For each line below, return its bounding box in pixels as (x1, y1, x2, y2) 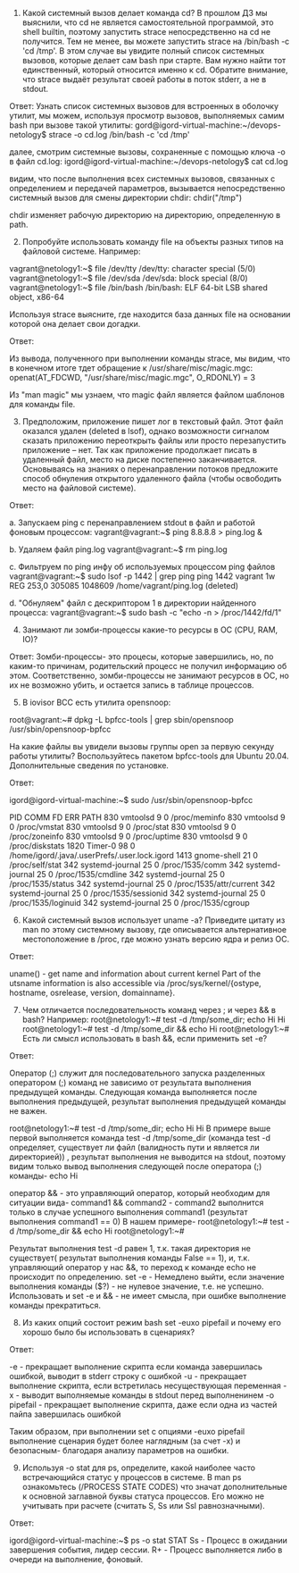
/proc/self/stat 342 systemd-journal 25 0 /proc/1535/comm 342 (9, 859, 244, 870)
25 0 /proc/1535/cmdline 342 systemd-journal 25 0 (37, 869, 225, 879)
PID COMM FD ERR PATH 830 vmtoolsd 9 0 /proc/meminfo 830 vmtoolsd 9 (9, 812, 286, 823)
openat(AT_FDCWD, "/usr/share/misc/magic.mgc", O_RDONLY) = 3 (9, 372, 256, 382)
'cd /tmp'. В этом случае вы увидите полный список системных (21, 46, 265, 56)
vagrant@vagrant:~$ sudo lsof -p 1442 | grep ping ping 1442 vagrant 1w (9, 571, 276, 582)
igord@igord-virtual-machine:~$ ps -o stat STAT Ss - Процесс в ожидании (9, 1535, 288, 1545)
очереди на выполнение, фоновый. (9, 1554, 144, 1564)
